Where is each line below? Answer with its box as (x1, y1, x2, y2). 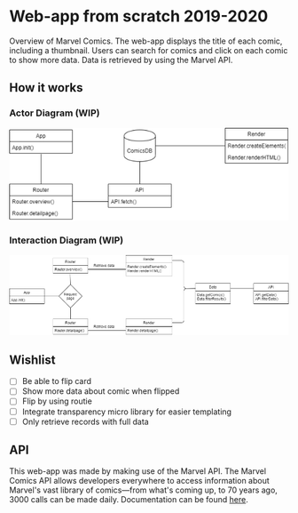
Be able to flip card (21, 376, 91, 387)
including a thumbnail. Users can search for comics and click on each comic (9, 44, 288, 55)
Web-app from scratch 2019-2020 (9, 6, 269, 27)
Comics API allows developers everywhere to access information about (9, 476, 271, 486)
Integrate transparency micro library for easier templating (21, 406, 232, 417)
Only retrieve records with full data (21, 416, 149, 427)
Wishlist (9, 352, 56, 367)
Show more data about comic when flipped (21, 386, 180, 397)
